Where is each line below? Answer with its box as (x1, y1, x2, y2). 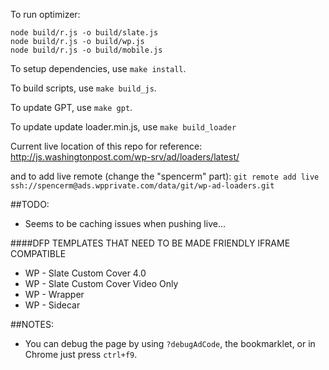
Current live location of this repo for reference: (10, 140, 203, 152)
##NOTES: (10, 319, 55, 330)
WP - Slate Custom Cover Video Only (24, 278, 179, 289)
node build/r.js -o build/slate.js (10, 28, 159, 38)
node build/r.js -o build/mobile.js (10, 45, 163, 55)
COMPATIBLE (10, 248, 67, 259)
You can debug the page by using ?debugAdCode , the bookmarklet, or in (24, 338, 316, 349)
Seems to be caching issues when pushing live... (24, 218, 226, 229)
